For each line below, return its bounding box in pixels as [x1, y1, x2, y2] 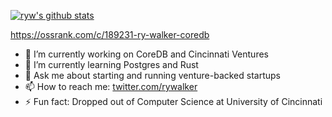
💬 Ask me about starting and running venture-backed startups [24, 70, 281, 81]
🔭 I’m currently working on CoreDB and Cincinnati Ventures [24, 48, 269, 60]
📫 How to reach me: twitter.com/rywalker [24, 81, 198, 92]
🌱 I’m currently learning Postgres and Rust [24, 59, 199, 70]
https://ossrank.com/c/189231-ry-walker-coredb [10, 29, 210, 40]
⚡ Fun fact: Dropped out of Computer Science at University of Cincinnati [24, 96, 323, 107]
